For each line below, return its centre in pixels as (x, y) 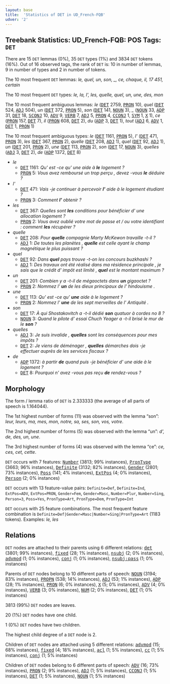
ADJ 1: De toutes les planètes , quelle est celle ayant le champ (85, 243)
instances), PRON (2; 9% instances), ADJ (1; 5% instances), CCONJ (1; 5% (81, 670)
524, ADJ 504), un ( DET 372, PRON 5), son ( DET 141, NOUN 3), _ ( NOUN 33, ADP (85, 110)
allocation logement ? (43, 216)
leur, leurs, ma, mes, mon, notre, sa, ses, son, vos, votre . (64, 422)
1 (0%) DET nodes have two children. (43, 625)
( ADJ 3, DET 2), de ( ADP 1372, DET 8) (43, 152)
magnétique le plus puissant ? (52, 248)
